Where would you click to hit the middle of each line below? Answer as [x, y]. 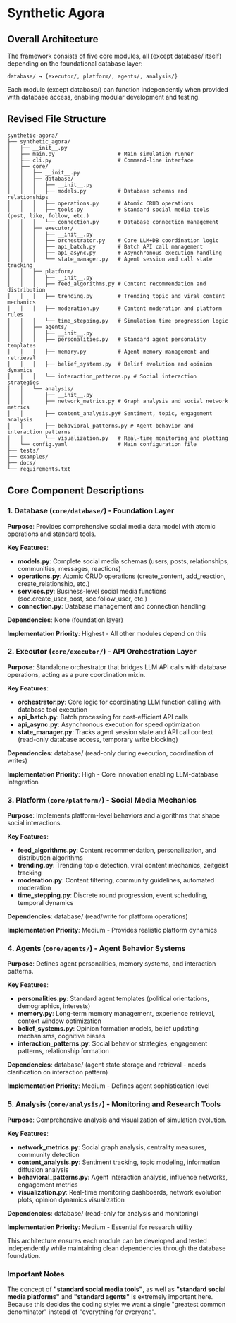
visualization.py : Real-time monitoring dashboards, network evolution [119, 1192]
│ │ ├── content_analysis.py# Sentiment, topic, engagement [110, 413]
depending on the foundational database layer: [75, 64]
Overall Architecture [53, 39]
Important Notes [36, 1274]
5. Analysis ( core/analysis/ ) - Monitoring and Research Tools [114, 1104]
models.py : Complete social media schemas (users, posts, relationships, [123, 561]
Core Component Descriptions [76, 491]
